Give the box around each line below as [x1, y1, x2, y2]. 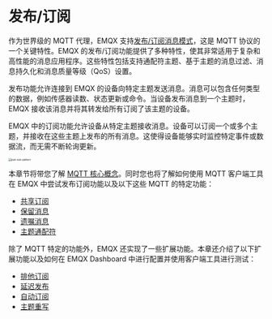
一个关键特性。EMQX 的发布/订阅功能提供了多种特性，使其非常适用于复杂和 [8, 45, 261, 55]
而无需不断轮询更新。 [29, 141, 101, 151]
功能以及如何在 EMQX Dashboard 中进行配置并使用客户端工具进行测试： [15, 253, 257, 264]
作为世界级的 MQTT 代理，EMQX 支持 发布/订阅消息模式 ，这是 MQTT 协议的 [8, 36, 261, 45]
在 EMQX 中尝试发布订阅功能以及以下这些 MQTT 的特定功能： [8, 179, 215, 188]
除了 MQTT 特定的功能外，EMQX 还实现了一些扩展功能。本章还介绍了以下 [8, 244, 255, 253]
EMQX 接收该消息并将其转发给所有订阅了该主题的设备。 [8, 103, 194, 114]
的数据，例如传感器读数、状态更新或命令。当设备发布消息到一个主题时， [8, 93, 249, 103]
